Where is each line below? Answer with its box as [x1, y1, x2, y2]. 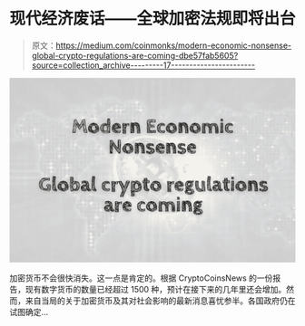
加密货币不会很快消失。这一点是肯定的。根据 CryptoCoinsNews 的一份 [9, 273, 273, 283]
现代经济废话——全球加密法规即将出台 [9, 8, 297, 29]
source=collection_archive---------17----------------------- [31, 60, 256, 71]
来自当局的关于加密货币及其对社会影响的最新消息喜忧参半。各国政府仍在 [25, 295, 296, 306]
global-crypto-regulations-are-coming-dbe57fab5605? [31, 50, 239, 61]
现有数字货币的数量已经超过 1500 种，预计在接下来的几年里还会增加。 [25, 284, 287, 295]
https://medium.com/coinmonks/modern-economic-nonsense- [55, 40, 292, 51]
